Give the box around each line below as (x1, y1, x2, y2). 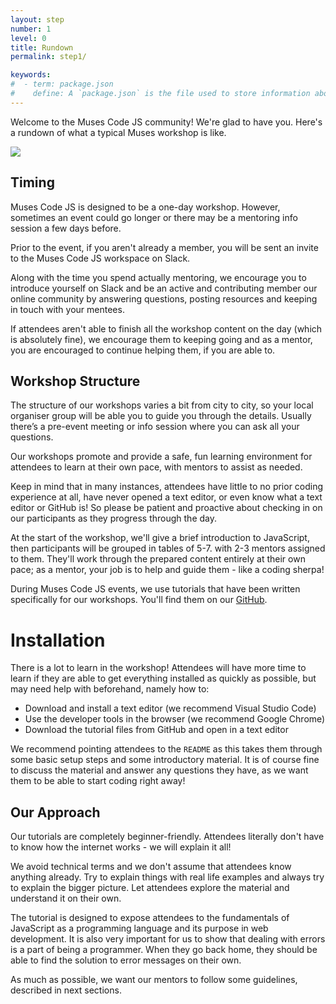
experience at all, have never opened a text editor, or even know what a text (10, 491, 323, 503)
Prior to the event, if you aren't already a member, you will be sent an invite (10, 241, 319, 253)
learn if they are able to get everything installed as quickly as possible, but (10, 672, 317, 685)
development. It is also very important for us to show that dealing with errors (10, 933, 326, 945)
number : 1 (10, 24, 52, 34)
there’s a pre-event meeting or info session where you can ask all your (10, 421, 300, 433)
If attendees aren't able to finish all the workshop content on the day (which (10, 322, 323, 335)
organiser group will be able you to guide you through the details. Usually (10, 410, 312, 422)
